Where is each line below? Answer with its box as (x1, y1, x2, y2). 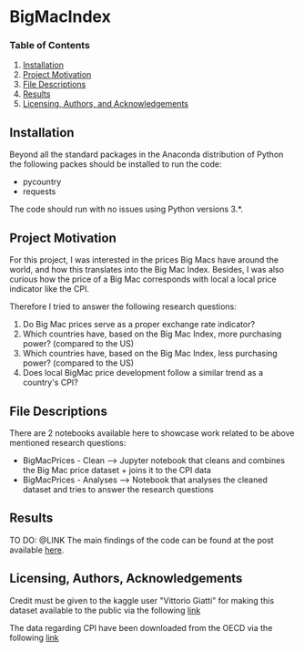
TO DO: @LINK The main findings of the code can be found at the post (9, 534, 275, 545)
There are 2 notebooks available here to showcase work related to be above (9, 427, 295, 439)
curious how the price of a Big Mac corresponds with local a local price (9, 274, 277, 285)
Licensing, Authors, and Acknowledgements (22, 98, 189, 109)
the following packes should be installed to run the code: (9, 159, 222, 170)
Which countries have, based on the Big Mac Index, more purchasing (22, 328, 282, 339)
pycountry (22, 176, 62, 188)
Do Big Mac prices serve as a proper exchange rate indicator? (22, 319, 256, 330)
